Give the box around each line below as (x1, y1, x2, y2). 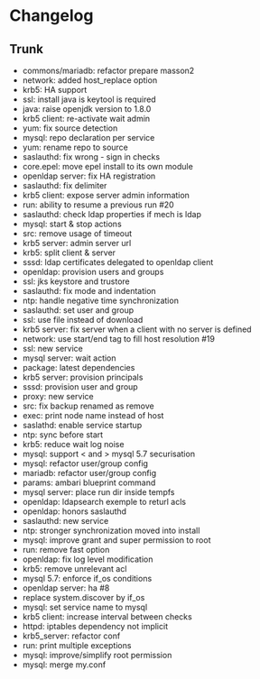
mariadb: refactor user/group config (22, 468, 157, 478)
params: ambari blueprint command (22, 477, 156, 488)
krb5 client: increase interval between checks (22, 611, 192, 622)
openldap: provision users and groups (22, 267, 164, 277)
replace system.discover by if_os (22, 592, 145, 602)
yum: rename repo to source (22, 142, 129, 152)
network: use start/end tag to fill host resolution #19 (22, 334, 215, 344)
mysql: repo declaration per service (22, 133, 155, 142)
